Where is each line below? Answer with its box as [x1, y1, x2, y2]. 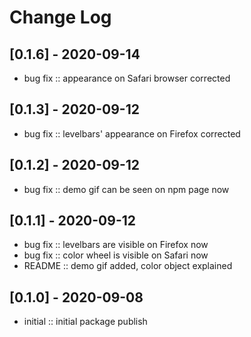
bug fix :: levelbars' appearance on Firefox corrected [23, 127, 241, 140]
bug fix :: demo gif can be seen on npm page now [23, 183, 230, 195]
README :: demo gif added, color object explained [23, 260, 233, 272]
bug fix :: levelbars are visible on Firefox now [23, 239, 209, 251]
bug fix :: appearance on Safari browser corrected [23, 72, 231, 84]
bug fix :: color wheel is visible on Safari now [23, 249, 209, 261]
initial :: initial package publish [23, 316, 148, 328]
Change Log [9, 6, 112, 29]
